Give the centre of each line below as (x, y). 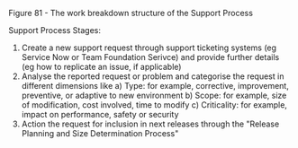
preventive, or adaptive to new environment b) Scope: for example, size (154, 95)
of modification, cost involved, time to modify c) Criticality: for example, (154, 105)
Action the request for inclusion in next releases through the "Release (150, 124)
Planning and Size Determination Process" (100, 133)
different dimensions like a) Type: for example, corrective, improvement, (155, 86)
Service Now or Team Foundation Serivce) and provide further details (150, 57)
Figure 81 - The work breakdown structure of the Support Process (131, 13)
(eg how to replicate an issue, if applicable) (101, 67)
